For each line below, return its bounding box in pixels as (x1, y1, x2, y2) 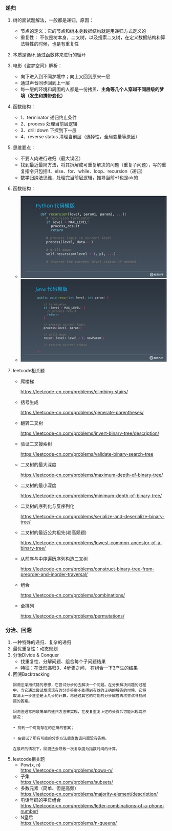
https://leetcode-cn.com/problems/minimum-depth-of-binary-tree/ (20, 493, 162, 499)
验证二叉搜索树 (20, 440, 52, 446)
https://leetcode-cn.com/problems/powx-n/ (20, 767, 113, 773)
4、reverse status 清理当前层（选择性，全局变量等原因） (20, 134, 140, 140)
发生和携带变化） (29, 93, 66, 99)
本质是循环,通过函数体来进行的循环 (12, 52, 86, 58)
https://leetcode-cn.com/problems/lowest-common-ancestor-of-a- (20, 539, 163, 546)
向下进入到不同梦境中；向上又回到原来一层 (20, 73, 111, 80)
